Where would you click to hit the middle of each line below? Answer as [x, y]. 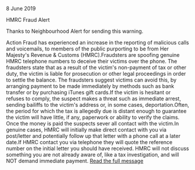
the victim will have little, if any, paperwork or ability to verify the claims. [93, 117]
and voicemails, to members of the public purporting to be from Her [88, 49]
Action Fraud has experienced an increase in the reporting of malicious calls [97, 42]
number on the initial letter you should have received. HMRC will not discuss [97, 148]
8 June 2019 [21, 8]
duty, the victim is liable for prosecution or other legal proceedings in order [96, 74]
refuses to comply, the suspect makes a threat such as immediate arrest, [93, 98]
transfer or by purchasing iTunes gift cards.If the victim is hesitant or [88, 92]
